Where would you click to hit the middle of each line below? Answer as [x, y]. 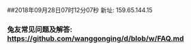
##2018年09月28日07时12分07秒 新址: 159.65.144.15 [80, 10]
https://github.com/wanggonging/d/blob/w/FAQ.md [95, 38]
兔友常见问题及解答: [40, 29]
